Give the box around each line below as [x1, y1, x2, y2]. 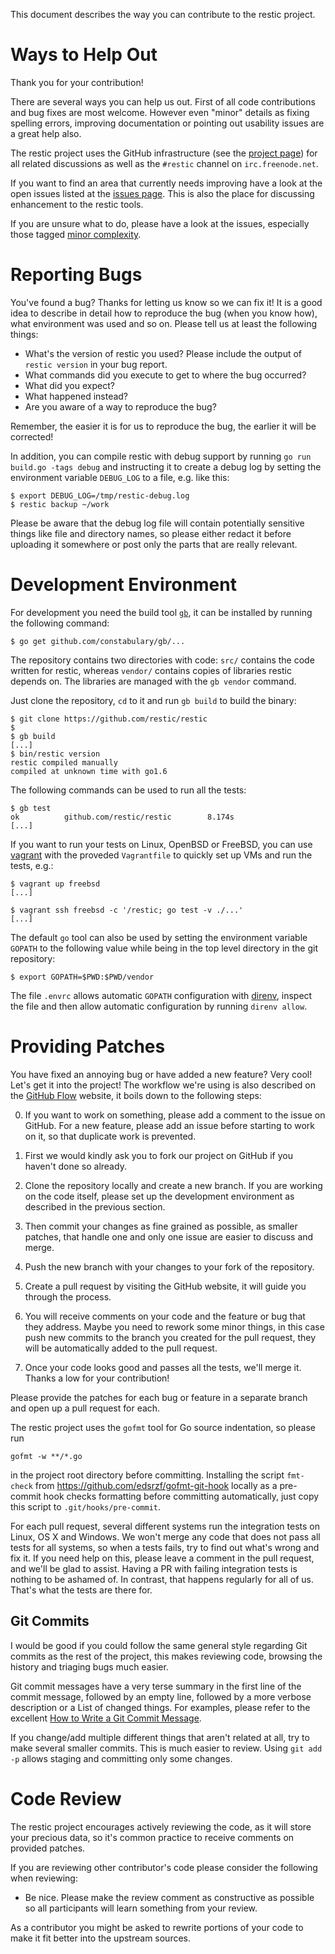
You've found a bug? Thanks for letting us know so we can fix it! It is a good [10, 296, 323, 308]
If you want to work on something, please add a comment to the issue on [24, 1109, 326, 1121]
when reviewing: [10, 1872, 78, 1884]
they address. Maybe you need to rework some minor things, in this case [24, 1320, 325, 1333]
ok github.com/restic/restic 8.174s [10, 812, 235, 822]
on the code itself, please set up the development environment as [24, 1190, 295, 1202]
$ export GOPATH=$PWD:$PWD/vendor [10, 972, 155, 982]
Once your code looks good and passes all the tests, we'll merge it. [24, 1361, 302, 1373]
